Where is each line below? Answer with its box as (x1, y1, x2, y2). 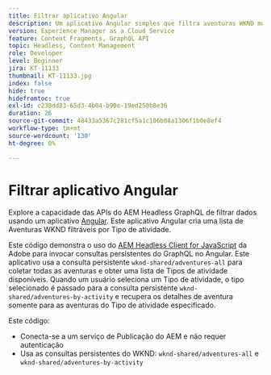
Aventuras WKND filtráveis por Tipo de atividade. (8, 225, 172, 235)
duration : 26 (8, 110, 52, 118)
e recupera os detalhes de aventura (115, 292, 234, 302)
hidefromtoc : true (8, 94, 70, 102)
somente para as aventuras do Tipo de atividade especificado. (8, 300, 216, 310)
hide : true (8, 86, 45, 95)
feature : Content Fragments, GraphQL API (8, 34, 150, 43)
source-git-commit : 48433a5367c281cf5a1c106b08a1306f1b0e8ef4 (8, 117, 222, 125)
